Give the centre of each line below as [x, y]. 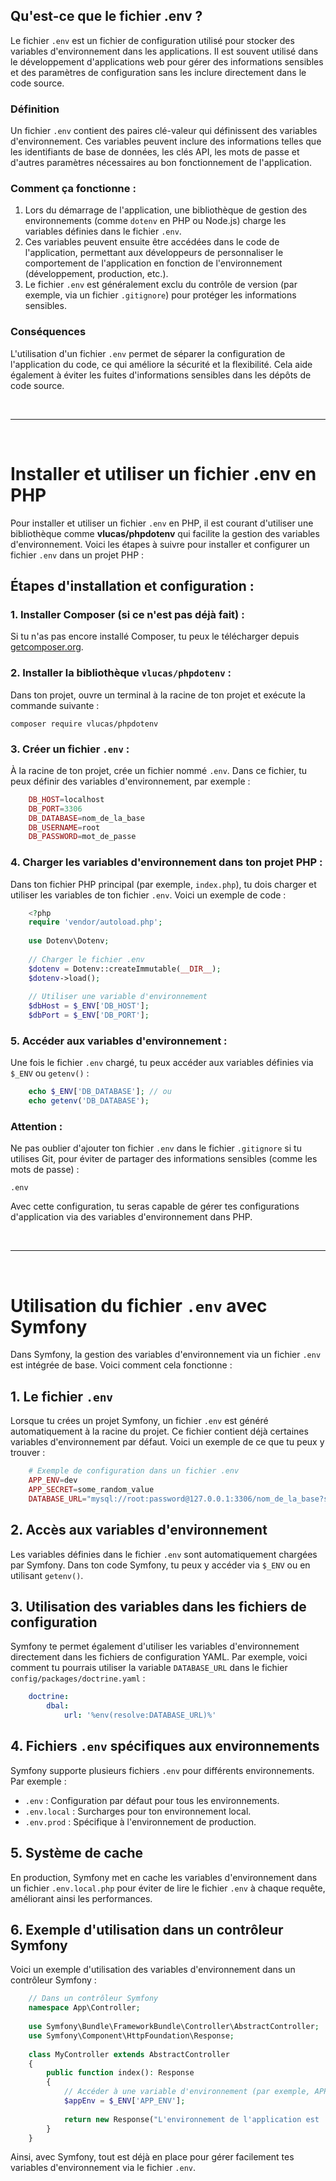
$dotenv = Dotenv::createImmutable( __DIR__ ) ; [125, 969]
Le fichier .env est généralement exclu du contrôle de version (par [161, 285]
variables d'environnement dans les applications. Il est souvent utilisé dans [164, 51]
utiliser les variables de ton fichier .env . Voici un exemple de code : [148, 895]
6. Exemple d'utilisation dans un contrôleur [147, 1929]
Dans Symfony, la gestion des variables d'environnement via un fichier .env [166, 1355]
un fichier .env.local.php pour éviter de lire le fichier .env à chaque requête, [168, 1888]
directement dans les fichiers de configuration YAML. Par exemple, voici [159, 1657]
